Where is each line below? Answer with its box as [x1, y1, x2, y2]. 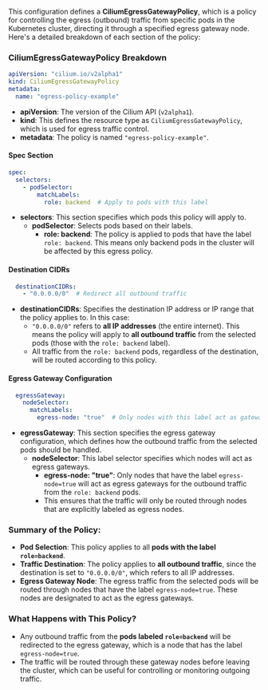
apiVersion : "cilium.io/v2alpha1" [8, 70, 124, 78]
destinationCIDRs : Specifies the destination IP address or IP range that [19, 304, 254, 314]
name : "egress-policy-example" [15, 92, 120, 101]
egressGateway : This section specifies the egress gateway [19, 428, 216, 438]
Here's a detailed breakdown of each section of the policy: [8, 32, 201, 42]
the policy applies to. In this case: [19, 313, 130, 323]
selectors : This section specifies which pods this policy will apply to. [19, 212, 246, 222]
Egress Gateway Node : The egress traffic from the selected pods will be [19, 577, 259, 586]
